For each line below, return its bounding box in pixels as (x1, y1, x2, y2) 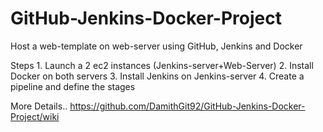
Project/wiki (10, 110, 60, 122)
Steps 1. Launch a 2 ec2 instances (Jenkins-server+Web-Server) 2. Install (10, 59, 314, 71)
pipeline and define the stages (10, 80, 136, 92)
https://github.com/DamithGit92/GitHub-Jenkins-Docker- (69, 100, 306, 112)
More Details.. (10, 100, 68, 112)
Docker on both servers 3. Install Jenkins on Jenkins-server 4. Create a (10, 70, 305, 82)
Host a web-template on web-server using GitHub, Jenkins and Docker (10, 40, 303, 52)
